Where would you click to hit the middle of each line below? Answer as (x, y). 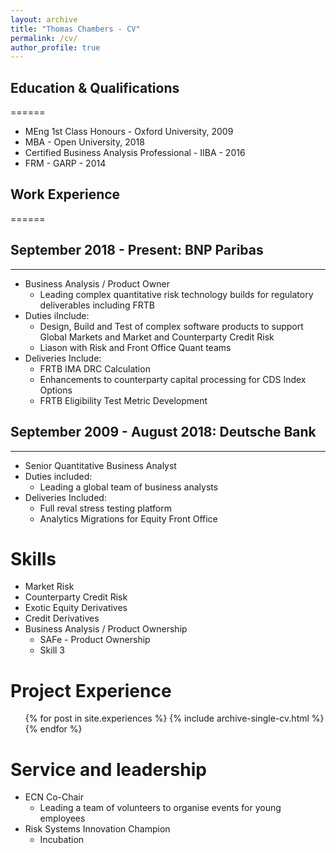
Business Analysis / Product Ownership (106, 629)
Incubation (62, 840)
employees (62, 818)
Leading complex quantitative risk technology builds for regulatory (176, 294)
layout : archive (44, 19)
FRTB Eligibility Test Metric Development (123, 400)
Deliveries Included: (65, 497)
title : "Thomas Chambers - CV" (75, 29)
